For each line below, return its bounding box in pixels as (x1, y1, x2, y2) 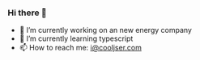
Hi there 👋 (7, 7, 48, 18)
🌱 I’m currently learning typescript (19, 34, 134, 43)
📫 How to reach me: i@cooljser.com (19, 43, 143, 53)
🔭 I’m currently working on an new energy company (19, 26, 192, 35)
